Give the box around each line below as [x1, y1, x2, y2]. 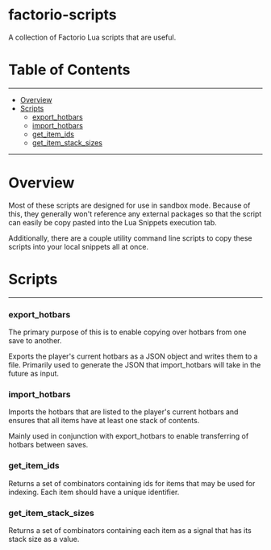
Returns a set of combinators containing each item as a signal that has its [8, 525, 252, 535]
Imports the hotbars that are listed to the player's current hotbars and [8, 407, 239, 417]
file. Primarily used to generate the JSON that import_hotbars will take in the [8, 360, 261, 370]
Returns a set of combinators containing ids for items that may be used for [8, 478, 256, 488]
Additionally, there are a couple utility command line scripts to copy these [8, 233, 252, 243]
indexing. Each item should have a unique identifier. [8, 487, 180, 497]
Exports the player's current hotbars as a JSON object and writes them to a [8, 351, 258, 361]
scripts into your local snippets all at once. [8, 241, 149, 251]
